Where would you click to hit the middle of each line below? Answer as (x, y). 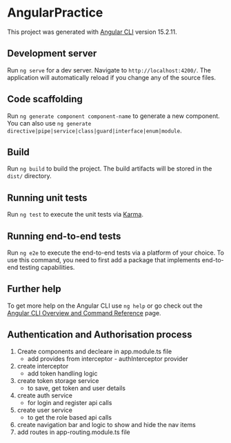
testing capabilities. (47, 267)
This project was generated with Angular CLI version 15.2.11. (92, 32)
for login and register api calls (70, 402)
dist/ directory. (29, 176)
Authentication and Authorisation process (100, 335)
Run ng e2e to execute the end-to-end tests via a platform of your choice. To (116, 253)
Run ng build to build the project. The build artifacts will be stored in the (110, 169)
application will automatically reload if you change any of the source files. (111, 77)
